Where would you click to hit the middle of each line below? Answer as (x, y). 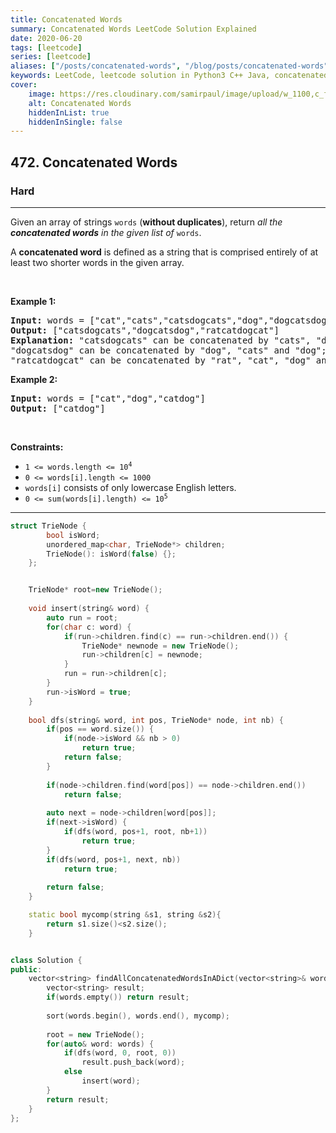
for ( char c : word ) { (89, 627)
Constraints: (37, 447)
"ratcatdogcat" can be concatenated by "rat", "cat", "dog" (161, 360)
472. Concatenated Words (94, 162)
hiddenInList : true (69, 112)
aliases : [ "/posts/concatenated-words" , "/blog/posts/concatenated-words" (169, 66)
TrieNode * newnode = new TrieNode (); (160, 646)
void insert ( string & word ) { (89, 609)
